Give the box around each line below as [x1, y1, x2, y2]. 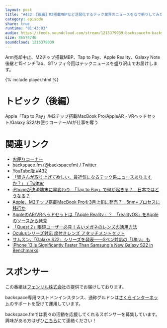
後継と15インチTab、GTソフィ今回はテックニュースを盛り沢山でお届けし [5, 60, 154, 66]
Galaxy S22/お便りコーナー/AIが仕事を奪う [11, 119, 98, 125]
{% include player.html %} [5, 76, 59, 82]
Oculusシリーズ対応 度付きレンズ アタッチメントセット [12, 230, 125, 236]
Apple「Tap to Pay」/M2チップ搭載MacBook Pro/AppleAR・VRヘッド [5, 113, 148, 119]
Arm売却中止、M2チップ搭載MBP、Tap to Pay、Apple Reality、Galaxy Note [5, 54, 161, 60]
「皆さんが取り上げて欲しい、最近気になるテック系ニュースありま [12, 174, 148, 180]
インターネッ [131, 294, 158, 300]
